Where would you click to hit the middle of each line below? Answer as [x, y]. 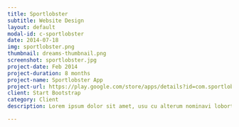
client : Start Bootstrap [44, 93]
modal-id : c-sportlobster [46, 34]
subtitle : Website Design [46, 21]
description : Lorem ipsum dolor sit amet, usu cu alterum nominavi [110, 106]
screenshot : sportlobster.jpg [52, 60]
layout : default [31, 27]
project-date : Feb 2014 [43, 67]
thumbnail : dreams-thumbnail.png [57, 54]
